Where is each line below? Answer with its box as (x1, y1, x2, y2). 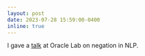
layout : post (7, 10, 45, 17)
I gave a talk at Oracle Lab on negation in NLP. (7, 42, 139, 50)
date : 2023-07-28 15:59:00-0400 (7, 16, 100, 23)
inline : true (7, 23, 45, 29)
